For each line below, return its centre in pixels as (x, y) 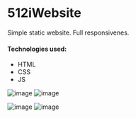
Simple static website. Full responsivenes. (68, 33)
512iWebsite (44, 13)
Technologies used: (37, 49)
